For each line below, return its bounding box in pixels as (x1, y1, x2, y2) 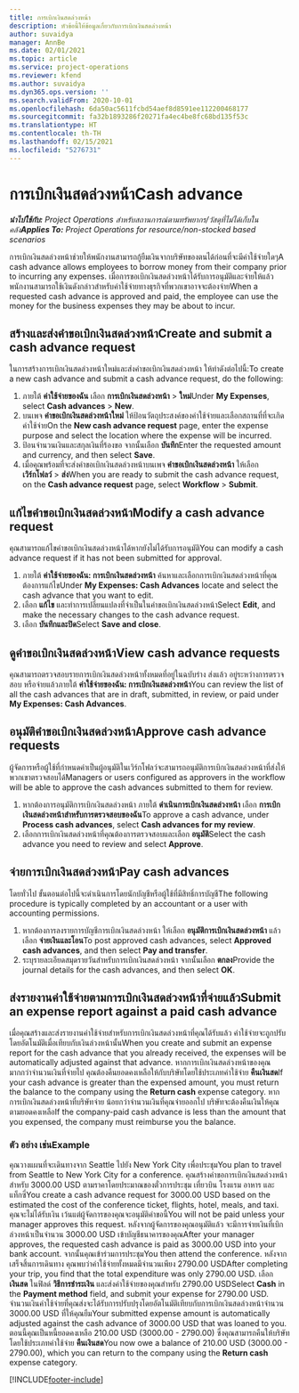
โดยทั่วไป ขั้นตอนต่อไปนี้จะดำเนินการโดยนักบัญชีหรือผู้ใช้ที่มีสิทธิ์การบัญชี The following (9, 888, 269, 899)
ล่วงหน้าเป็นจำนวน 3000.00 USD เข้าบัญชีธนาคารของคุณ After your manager (9, 1228, 255, 1239)
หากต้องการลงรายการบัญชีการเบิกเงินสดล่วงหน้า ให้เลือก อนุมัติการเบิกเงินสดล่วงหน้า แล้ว (21, 925, 282, 935)
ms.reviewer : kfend (9, 71, 82, 80)
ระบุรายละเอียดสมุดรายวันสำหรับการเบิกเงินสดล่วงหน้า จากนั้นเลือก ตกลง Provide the (21, 954, 275, 965)
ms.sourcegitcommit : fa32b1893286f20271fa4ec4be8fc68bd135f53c (9, 112, 249, 121)
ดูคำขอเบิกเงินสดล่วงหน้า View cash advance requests (9, 645, 280, 660)
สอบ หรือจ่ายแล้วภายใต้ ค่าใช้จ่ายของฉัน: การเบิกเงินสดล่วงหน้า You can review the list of (9, 679, 284, 689)
